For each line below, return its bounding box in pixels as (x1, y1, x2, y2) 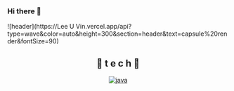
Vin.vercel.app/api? (75, 22, 132, 31)
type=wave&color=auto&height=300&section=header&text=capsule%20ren (7, 29, 228, 38)
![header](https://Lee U (7, 22, 74, 31)
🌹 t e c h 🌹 (96, 57, 141, 69)
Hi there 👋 (7, 6, 42, 16)
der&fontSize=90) (7, 37, 59, 45)
